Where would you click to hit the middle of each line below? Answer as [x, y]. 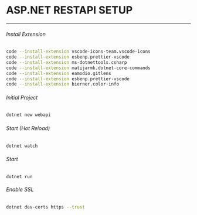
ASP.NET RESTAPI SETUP [69, 10]
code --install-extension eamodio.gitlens [59, 73]
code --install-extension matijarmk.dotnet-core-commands [78, 68]
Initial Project [22, 97]
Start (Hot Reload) [28, 128]
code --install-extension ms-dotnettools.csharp [67, 62]
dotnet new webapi [28, 115]
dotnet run [19, 176]
